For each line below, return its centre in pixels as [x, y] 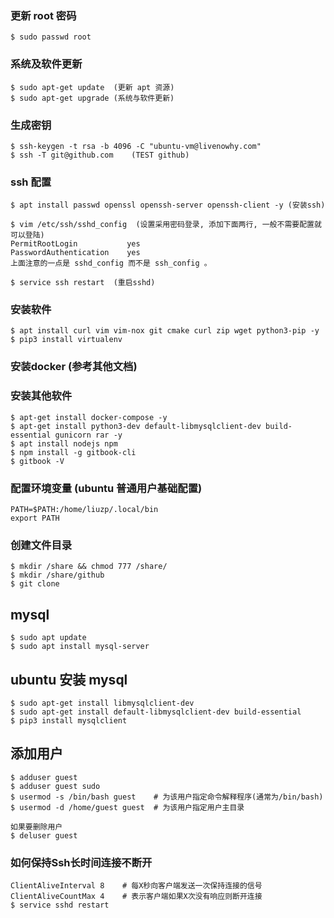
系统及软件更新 [46, 64]
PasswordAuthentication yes [75, 253]
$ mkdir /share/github [57, 575]
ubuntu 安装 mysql [69, 679]
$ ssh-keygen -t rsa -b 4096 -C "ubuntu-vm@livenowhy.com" [136, 146]
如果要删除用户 [36, 827]
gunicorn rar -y [88, 435]
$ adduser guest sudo [55, 786]
